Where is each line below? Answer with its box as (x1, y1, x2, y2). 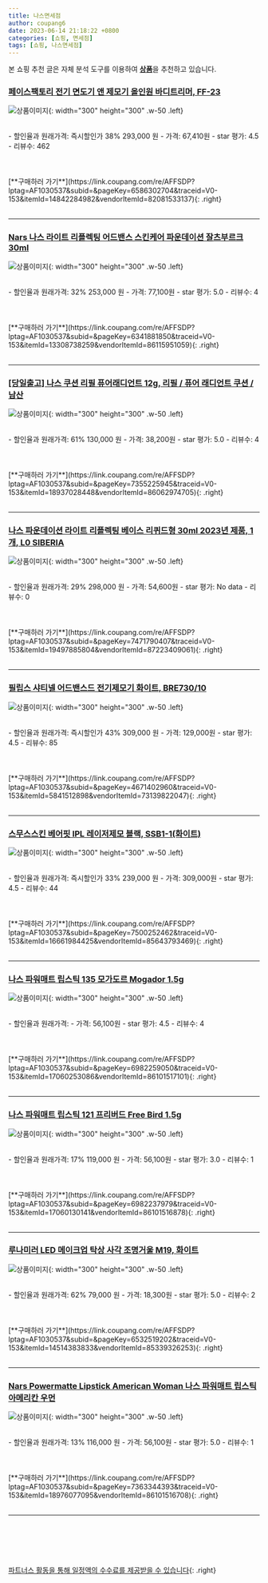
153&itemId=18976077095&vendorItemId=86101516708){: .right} (8, 1490, 219, 1500)
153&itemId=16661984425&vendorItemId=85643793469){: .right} (8, 936, 223, 946)
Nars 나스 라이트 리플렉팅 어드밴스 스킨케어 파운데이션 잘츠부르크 (8, 232, 244, 243)
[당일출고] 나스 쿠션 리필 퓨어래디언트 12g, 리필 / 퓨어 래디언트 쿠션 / (8, 377, 254, 389)
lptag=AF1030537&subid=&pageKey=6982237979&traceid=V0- (8, 1198, 218, 1208)
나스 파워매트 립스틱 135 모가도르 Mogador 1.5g (8, 973, 184, 984)
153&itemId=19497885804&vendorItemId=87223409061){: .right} (8, 645, 223, 655)
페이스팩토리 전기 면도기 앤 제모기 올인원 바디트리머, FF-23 (8, 86, 221, 98)
